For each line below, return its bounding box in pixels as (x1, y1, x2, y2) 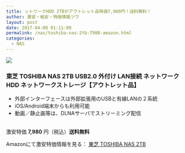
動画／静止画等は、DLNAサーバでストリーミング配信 (14, 110, 141, 117)
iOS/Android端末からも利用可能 (14, 102, 90, 109)
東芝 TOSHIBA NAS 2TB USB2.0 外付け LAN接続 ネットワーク (6, 72, 180, 80)
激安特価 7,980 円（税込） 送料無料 (6, 129, 90, 136)
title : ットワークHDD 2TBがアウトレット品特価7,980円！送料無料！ (6, 8, 152, 15)
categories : (6, 35, 35, 41)
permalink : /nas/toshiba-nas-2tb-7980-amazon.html (6, 30, 132, 36)
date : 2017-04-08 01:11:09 (6, 24, 72, 31)
